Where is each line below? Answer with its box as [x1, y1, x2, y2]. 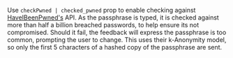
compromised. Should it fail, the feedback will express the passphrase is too [7, 28, 227, 36]
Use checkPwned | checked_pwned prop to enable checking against [7, 6, 196, 14]
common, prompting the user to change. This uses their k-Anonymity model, [7, 36, 227, 44]
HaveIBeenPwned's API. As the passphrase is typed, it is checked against [7, 13, 220, 22]
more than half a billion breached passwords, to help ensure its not [7, 21, 200, 29]
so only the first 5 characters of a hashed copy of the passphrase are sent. [7, 43, 223, 51]
